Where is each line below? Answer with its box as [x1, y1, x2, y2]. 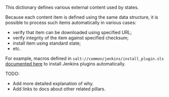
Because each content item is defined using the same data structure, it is [5, 14, 159, 20]
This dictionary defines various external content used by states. [5, 5, 139, 10]
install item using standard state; [12, 40, 81, 46]
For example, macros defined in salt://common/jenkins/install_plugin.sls [5, 55, 164, 61]
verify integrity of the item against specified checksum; [12, 35, 129, 41]
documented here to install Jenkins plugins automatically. [5, 61, 126, 67]
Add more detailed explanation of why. [12, 81, 94, 86]
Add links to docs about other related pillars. [12, 86, 106, 92]
